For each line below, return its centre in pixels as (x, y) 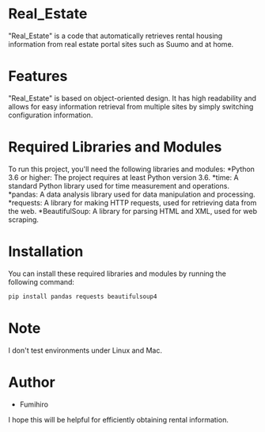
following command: (42, 281)
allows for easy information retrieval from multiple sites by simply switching (131, 106)
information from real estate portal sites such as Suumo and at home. (121, 44)
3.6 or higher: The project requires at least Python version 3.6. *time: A (123, 177)
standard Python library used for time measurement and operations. (119, 185)
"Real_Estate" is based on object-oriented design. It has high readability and (132, 98)
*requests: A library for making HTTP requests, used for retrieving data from (132, 202)
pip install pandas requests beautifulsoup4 (83, 296)
